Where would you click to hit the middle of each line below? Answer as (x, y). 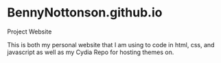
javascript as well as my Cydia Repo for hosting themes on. (91, 52)
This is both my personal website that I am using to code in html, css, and (111, 45)
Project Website (30, 32)
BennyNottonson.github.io (85, 13)
